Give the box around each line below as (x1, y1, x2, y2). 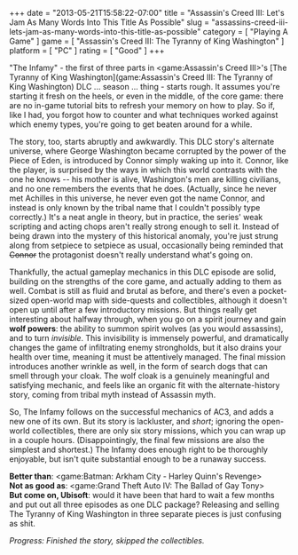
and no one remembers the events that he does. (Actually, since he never (9, 184, 278, 194)
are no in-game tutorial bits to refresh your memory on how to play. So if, (9, 100, 275, 110)
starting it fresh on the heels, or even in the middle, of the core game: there (9, 91, 284, 101)
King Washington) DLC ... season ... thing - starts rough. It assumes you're (9, 82, 281, 91)
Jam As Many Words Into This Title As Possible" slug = (9, 17, 210, 28)
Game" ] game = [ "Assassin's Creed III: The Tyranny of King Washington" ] (9, 36, 285, 46)
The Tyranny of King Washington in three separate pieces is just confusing (9, 509, 282, 519)
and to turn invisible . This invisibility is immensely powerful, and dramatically (9, 333, 289, 343)
